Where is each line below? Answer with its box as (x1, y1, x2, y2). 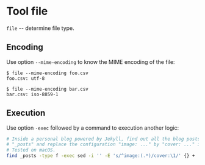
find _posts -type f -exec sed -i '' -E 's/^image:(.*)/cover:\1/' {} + (6, 153, 195, 159)
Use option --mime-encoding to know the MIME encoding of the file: (6, 58, 175, 65)
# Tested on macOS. (6, 147, 56, 153)
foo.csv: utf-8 (6, 75, 45, 82)
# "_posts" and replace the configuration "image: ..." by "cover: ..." (6, 141, 195, 147)
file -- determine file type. (6, 24, 74, 32)
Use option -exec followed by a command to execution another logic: (6, 124, 179, 132)
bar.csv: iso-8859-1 (6, 91, 59, 97)
